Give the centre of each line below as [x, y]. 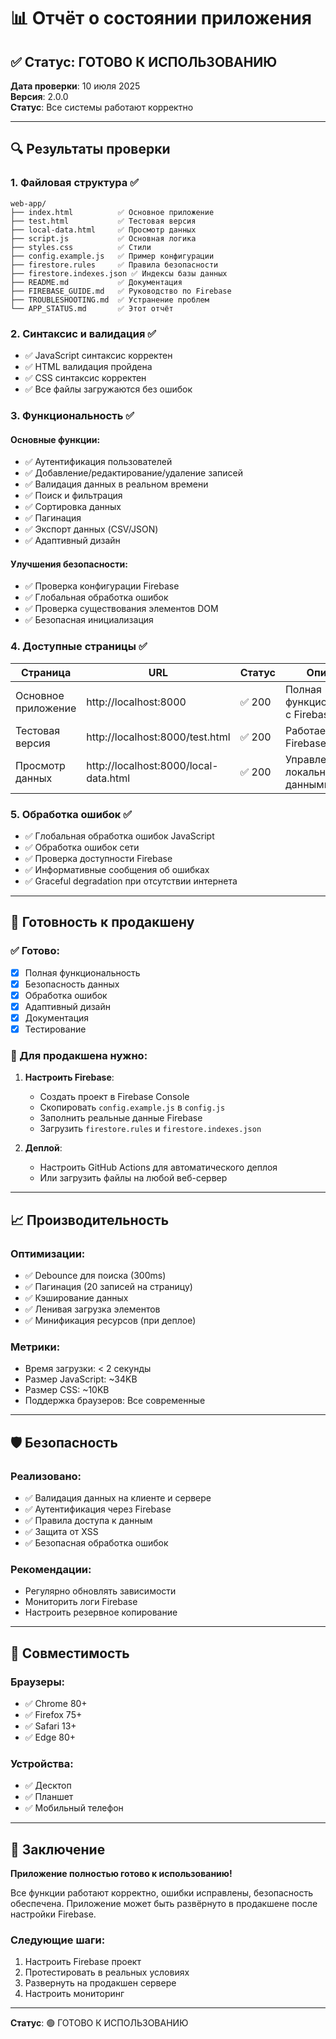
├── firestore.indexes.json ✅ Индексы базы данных [119, 273]
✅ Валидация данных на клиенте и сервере [118, 1497]
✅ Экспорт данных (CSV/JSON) [91, 529]
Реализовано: [46, 1476]
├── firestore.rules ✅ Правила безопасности [114, 265]
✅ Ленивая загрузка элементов [92, 1309]
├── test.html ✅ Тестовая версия [103, 221]
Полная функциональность [82, 972]
